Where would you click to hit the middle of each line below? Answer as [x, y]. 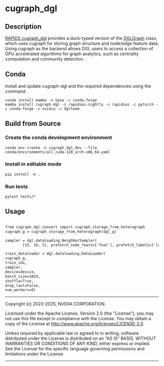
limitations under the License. [35, 354]
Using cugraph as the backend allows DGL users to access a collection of [79, 49]
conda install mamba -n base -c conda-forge [51, 100]
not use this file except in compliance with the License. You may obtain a [78, 319]
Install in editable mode [33, 164]
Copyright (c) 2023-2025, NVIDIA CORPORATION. [55, 304]
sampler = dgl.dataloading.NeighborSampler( [51, 240]
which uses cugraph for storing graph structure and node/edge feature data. [82, 43]
